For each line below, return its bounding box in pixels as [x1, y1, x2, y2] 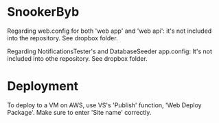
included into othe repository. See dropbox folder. [7, 54, 148, 62]
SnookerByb [7, 4, 80, 20]
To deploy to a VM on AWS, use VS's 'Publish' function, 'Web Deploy [7, 100, 202, 109]
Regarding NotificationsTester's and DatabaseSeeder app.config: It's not [7, 47, 213, 55]
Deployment [7, 79, 79, 94]
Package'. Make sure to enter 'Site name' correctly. [7, 108, 152, 116]
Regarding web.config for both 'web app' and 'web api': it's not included [7, 27, 212, 35]
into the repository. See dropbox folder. [7, 33, 118, 42]
